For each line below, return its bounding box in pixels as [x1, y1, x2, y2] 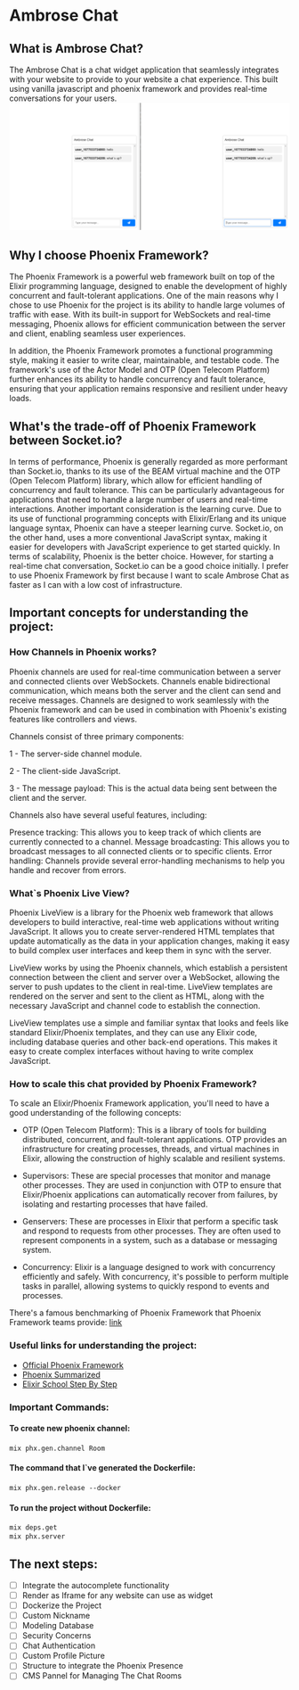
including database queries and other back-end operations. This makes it [9, 1036, 278, 1047]
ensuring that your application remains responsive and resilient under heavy [9, 383, 288, 394]
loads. [9, 393, 32, 404]
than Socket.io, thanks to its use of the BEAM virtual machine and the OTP [9, 466, 281, 476]
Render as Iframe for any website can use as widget [21, 1589, 214, 1601]
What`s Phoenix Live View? [9, 886, 131, 899]
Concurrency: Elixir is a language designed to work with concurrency [21, 1262, 276, 1273]
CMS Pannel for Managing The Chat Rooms [21, 1670, 182, 1681]
